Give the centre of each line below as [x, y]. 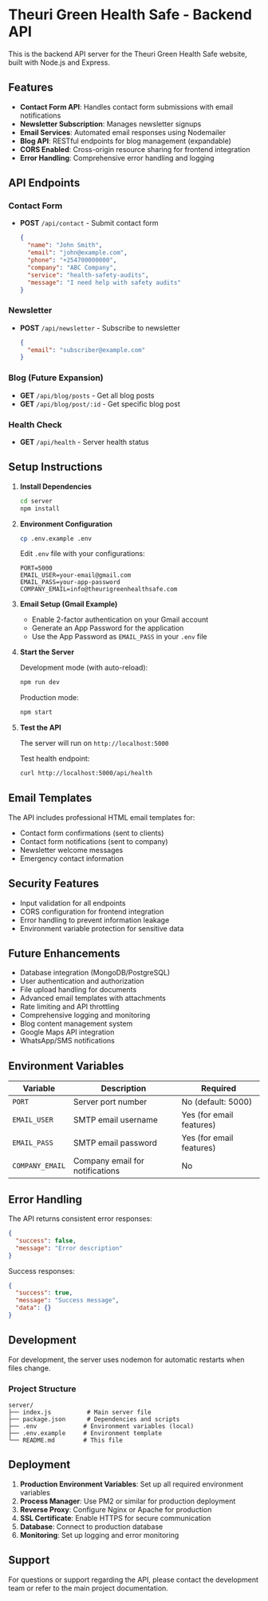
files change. [30, 1368]
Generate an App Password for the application [108, 628]
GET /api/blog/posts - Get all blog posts [87, 395]
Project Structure [42, 1388]
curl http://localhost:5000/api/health [86, 774]
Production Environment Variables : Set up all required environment [132, 1484]
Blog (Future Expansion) [56, 378]
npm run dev [39, 682]
